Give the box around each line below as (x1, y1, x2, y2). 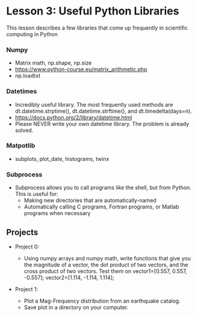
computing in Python (6, 30, 58, 37)
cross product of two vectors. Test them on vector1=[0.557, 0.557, (23, 267, 188, 275)
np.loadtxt (14, 72, 41, 80)
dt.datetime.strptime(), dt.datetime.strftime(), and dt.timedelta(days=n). (14, 107, 193, 115)
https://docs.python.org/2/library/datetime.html (14, 113, 132, 121)
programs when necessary (23, 210, 91, 217)
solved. (14, 127, 34, 134)
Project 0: (14, 243, 40, 250)
